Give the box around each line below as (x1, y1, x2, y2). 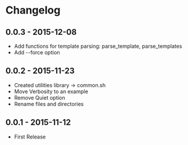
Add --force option (14, 49, 60, 56)
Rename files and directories (14, 100, 84, 107)
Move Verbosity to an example (14, 88, 88, 95)
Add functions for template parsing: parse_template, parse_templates (14, 42, 182, 50)
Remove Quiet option (14, 94, 65, 101)
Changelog (5, 4, 61, 17)
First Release (14, 133, 46, 140)
